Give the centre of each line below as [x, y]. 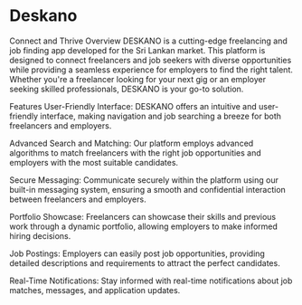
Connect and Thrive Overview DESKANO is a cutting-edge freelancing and [148, 41]
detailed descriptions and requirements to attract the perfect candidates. [145, 262]
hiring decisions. [40, 235]
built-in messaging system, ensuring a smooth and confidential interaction [148, 189]
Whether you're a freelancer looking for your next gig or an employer [138, 79]
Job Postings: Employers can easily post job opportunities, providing [137, 253]
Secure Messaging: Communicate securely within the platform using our [144, 180]
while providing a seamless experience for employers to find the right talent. [151, 70]
